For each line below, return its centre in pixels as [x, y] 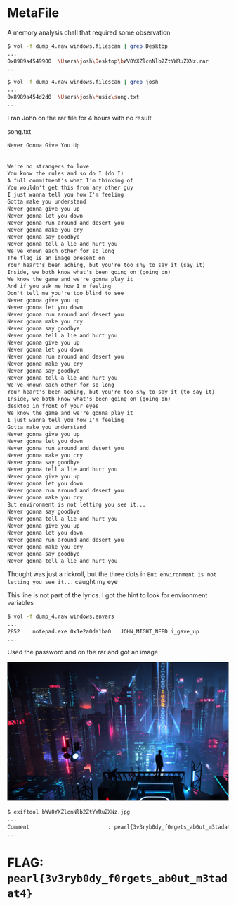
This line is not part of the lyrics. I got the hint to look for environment [107, 595]
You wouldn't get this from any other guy [70, 187]
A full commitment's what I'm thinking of [70, 180]
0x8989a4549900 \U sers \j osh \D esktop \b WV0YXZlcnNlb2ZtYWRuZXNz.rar [108, 61]
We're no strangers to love [48, 166]
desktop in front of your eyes [53, 406]
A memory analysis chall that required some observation [89, 32]
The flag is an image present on [56, 258]
